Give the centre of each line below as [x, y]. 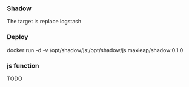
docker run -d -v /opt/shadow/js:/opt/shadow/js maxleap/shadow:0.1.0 [95, 50]
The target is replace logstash [44, 22]
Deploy [18, 37]
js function [23, 65]
